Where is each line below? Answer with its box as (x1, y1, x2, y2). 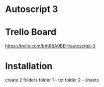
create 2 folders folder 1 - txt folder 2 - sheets (5, 77, 99, 83)
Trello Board (5, 26, 57, 38)
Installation (5, 60, 53, 72)
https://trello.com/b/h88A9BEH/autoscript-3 (5, 43, 96, 49)
